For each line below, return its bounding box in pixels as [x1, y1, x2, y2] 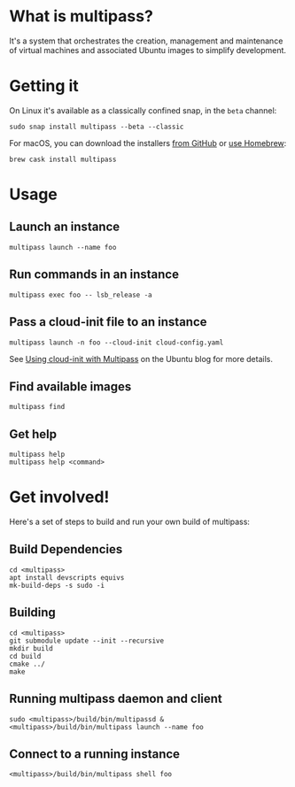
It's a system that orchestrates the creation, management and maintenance [9, 35, 283, 46]
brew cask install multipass [9, 155, 117, 164]
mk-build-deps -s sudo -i [9, 581, 105, 590]
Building [9, 605, 56, 621]
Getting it [9, 76, 80, 96]
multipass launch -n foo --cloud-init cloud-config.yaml [9, 338, 224, 347]
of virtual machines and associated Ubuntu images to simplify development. [9, 44, 286, 55]
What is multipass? [9, 6, 153, 27]
